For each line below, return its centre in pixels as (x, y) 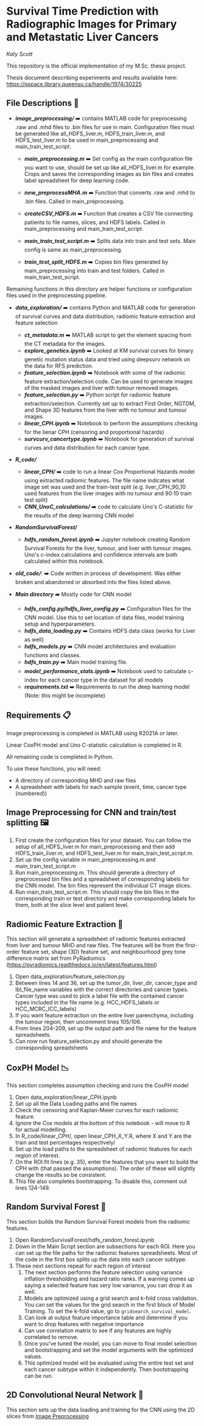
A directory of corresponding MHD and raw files (76, 780)
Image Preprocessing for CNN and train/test (91, 812)
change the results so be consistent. (61, 1175)
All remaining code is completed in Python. (60, 757)
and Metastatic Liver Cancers (83, 37)
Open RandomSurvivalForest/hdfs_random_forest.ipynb (85, 1240)
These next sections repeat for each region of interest (83, 1266)
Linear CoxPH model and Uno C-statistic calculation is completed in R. (95, 745)
